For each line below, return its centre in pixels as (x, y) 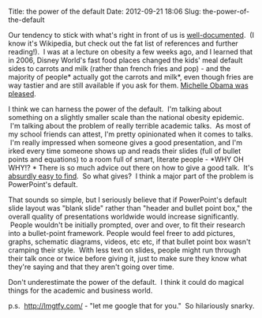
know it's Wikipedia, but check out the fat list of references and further (123, 43)
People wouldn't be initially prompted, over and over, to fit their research (127, 225)
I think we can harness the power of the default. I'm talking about (115, 109)
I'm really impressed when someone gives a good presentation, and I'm (126, 142)
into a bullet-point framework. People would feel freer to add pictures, (122, 233)
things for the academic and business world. (80, 290)
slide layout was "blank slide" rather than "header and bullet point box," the (130, 208)
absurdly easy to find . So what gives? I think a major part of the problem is (131, 176)
